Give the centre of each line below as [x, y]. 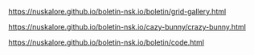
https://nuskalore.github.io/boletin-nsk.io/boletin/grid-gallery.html [117, 12]
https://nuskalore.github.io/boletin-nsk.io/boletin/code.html [107, 42]
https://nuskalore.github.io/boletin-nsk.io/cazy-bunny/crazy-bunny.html [127, 27]
